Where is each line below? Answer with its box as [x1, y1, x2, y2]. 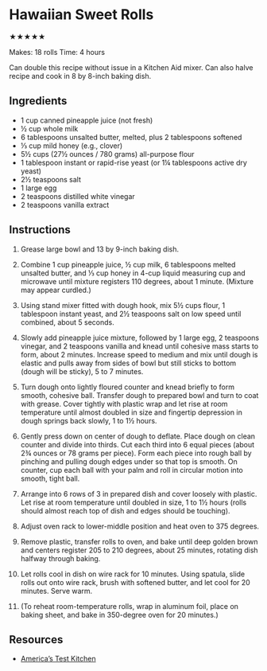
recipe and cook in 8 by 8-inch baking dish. [9, 71, 152, 80]
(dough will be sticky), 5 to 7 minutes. [20, 366, 144, 376]
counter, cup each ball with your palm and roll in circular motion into [20, 465, 243, 474]
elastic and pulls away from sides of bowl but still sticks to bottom [20, 358, 237, 368]
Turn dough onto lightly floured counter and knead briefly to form [20, 382, 235, 392]
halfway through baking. [20, 553, 101, 563]
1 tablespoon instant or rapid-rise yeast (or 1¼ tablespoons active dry [20, 158, 247, 167]
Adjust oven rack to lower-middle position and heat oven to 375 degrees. [20, 521, 260, 531]
